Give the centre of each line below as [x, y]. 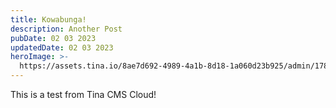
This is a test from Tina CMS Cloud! [83, 94]
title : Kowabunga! [48, 19]
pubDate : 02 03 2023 [53, 38]
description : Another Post [66, 29]
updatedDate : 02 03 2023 [62, 47]
